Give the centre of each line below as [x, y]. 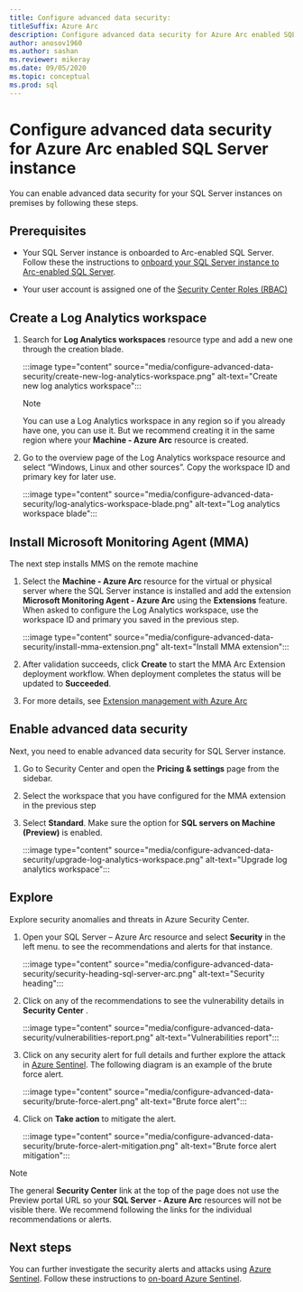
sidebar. [37, 778]
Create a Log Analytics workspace [108, 318]
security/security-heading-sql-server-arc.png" [109, 973]
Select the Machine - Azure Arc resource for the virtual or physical [147, 581]
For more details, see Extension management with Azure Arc [135, 701]
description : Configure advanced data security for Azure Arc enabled [145, 34]
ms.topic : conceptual [50, 77]
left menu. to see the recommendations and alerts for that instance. [147, 946]
